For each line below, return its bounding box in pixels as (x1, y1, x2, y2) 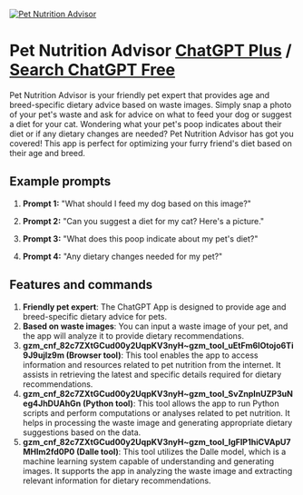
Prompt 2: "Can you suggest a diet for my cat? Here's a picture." (22, 215, 265, 226)
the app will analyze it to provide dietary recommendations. (22, 330, 245, 341)
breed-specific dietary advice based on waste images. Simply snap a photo (9, 99, 292, 110)
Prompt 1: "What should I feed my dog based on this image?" (22, 198, 252, 209)
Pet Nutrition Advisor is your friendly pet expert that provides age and (9, 89, 270, 100)
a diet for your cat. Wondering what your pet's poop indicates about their (9, 118, 283, 129)
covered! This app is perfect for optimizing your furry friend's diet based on (9, 137, 293, 149)
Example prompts (9, 173, 112, 190)
